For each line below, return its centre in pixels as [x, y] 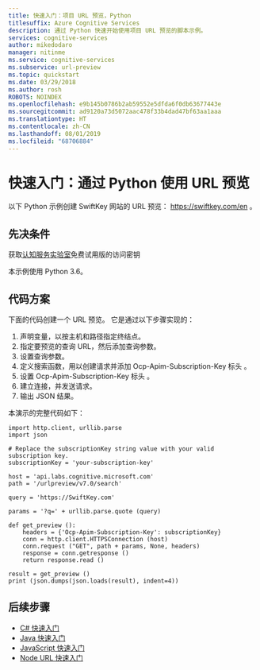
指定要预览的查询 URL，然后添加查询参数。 [90, 347]
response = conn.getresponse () [76, 553]
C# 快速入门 [39, 628]
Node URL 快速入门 [51, 657]
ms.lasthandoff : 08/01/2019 [55, 134]
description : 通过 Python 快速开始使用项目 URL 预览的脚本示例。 [108, 30]
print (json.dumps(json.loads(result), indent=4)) [94, 581]
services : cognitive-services [58, 38]
